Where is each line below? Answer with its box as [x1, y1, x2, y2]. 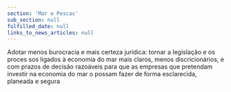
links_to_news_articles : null [7, 29, 94, 36]
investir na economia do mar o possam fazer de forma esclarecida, [7, 70, 197, 78]
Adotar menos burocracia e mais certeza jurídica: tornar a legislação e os [7, 48, 216, 56]
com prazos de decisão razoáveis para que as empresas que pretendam [7, 62, 213, 71]
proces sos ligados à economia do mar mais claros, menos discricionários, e [7, 56, 224, 64]
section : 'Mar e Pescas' [7, 10, 79, 17]
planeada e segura [7, 77, 61, 86]
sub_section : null [7, 16, 60, 23]
